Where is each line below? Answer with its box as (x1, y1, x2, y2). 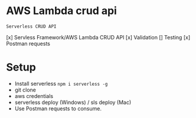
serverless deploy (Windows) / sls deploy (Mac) (14, 99, 132, 106)
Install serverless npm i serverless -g (14, 80, 108, 87)
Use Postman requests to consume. (14, 104, 102, 112)
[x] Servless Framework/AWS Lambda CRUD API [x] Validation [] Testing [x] (6, 33, 191, 41)
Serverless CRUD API (6, 23, 57, 29)
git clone (14, 86, 37, 93)
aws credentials (14, 92, 54, 99)
